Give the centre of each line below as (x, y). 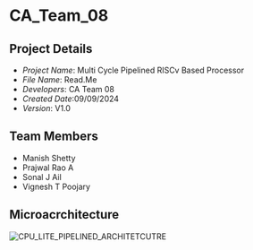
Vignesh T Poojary (56, 186)
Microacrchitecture (64, 215)
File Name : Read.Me (59, 80)
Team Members (54, 137)
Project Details (51, 49)
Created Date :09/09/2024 (70, 99)
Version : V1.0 (46, 108)
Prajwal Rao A (48, 168)
